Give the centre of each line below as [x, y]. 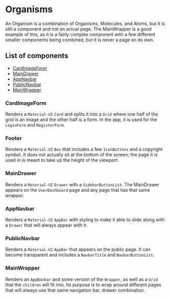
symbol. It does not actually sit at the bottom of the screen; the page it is [81, 155]
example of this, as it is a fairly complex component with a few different [80, 34]
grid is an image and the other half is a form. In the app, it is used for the [81, 120]
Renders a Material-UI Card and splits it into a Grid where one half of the [82, 114]
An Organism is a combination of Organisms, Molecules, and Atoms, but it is [85, 23]
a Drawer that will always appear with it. [46, 225]
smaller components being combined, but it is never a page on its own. [80, 40]
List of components [37, 56]
